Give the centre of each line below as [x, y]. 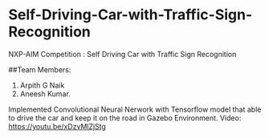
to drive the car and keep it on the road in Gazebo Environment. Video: [125, 117]
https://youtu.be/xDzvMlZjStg [57, 126]
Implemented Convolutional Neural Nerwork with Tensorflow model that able [135, 109]
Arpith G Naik [42, 85]
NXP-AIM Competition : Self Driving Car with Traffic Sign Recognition [122, 54]
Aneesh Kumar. [45, 93]
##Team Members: [40, 69]
